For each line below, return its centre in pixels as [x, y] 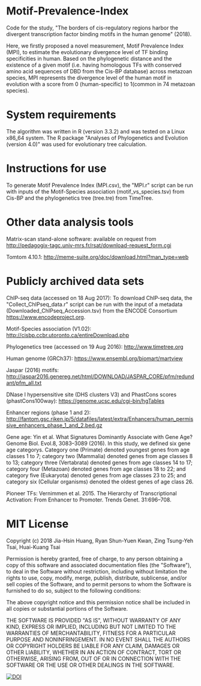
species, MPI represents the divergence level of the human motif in [89, 78]
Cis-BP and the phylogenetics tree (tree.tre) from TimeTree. [80, 198]
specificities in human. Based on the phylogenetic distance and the [89, 58]
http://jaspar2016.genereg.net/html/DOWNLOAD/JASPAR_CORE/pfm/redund [100, 376]
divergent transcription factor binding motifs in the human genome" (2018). [99, 34]
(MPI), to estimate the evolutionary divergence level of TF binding [87, 52]
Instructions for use [56, 169]
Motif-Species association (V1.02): [49, 328]
